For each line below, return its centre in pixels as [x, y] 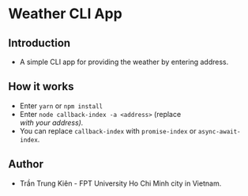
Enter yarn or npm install [61, 106]
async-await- [219, 131]
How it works [41, 87]
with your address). [51, 122]
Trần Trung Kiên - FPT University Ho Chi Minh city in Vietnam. [120, 183]
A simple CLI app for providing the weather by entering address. [124, 62]
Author [26, 164]
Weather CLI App [65, 14]
